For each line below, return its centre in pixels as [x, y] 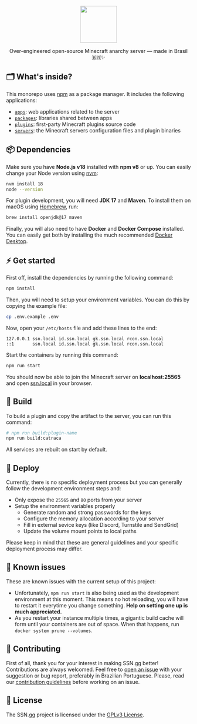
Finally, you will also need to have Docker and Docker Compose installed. [95, 229]
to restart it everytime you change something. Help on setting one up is [101, 605]
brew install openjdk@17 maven [44, 218]
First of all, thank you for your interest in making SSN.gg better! [82, 663]
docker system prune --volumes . [53, 630]
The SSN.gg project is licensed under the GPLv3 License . [75, 715]
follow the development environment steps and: [64, 489]
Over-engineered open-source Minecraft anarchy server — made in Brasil [98, 51]
